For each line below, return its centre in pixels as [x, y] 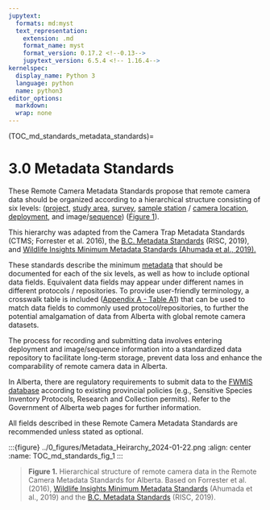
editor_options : [35, 98]
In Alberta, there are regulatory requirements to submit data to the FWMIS [131, 381]
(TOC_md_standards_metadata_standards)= [81, 136]
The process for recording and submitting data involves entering [115, 340]
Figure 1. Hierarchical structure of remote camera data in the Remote [142, 471]
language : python [45, 83]
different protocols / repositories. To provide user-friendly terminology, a [129, 290]
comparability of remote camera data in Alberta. [88, 366]
